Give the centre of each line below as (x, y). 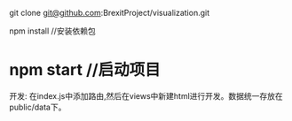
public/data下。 (38, 107)
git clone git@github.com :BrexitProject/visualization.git (110, 13)
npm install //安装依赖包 (52, 31)
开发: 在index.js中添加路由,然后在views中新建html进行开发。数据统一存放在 (146, 95)
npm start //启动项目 (85, 70)
